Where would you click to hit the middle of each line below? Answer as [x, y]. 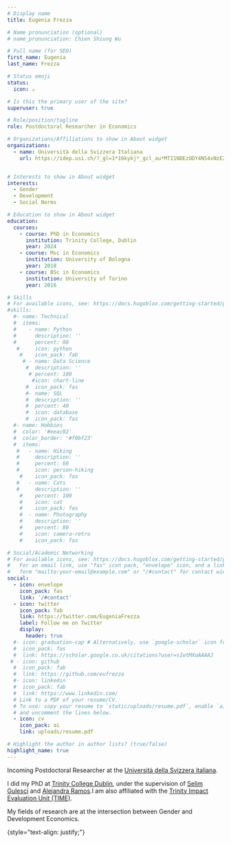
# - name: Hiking [44, 451]
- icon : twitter [36, 604]
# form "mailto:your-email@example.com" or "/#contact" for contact [110, 572]
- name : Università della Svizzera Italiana [78, 152]
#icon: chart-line [58, 380]
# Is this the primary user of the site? [67, 101]
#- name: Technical [41, 317]
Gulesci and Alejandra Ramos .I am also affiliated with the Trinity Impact [108, 791]
